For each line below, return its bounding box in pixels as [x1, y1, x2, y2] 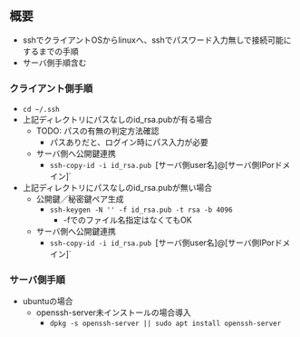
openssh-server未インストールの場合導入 [35, 307, 192, 318]
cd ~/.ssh [22, 105, 61, 114]
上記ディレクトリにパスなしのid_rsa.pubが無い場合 [22, 183, 213, 193]
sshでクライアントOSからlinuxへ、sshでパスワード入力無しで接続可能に [22, 35, 292, 45]
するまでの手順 [22, 45, 79, 56]
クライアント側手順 [9, 82, 93, 94]
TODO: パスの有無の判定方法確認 [35, 125, 160, 136]
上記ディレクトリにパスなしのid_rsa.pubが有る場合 [22, 114, 213, 125]
